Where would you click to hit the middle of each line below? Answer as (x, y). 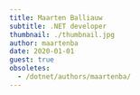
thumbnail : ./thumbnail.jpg (62, 34)
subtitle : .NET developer (58, 26)
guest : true (32, 60)
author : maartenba (44, 43)
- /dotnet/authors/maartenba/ (74, 77)
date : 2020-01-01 (42, 52)
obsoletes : (30, 69)
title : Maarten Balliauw (56, 18)
